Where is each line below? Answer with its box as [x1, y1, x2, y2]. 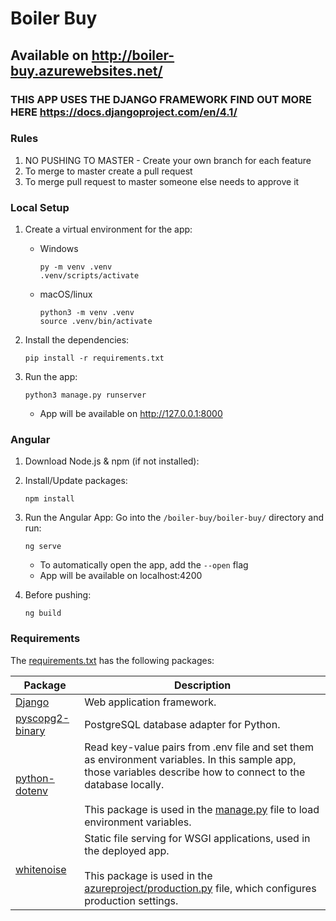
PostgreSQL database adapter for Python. [84, 717, 281, 731]
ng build [24, 608, 62, 619]
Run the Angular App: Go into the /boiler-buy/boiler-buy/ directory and [24, 512, 325, 524]
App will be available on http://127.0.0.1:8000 [39, 408, 223, 420]
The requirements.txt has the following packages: [10, 654, 215, 666]
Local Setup [10, 200, 70, 214]
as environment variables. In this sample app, [84, 752, 297, 766]
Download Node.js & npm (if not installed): [24, 455, 200, 467]
